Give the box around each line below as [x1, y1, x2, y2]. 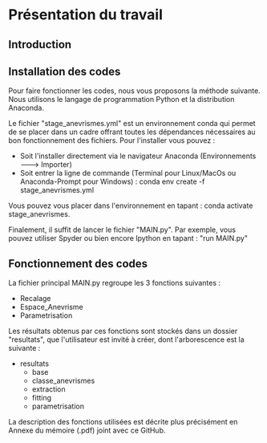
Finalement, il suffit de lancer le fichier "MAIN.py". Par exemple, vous [8, 225, 237, 234]
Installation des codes [8, 64, 121, 78]
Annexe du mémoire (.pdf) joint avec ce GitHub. [8, 425, 166, 435]
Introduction [8, 38, 72, 51]
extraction [31, 384, 66, 394]
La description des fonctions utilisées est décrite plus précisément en [8, 417, 238, 427]
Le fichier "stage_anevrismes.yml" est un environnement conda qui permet [8, 119, 256, 128]
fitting [31, 393, 52, 403]
